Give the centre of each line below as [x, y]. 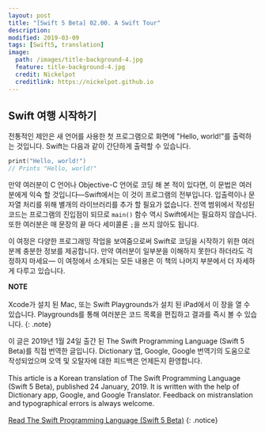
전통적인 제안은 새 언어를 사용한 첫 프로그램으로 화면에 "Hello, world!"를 [119, 136]
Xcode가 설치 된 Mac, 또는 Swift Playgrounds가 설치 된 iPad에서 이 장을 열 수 [129, 305]
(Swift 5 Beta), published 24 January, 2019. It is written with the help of [124, 387]
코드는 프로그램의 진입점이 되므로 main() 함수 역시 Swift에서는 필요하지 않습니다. [132, 215]
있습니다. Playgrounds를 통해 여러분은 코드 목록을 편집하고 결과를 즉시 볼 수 [125, 314]
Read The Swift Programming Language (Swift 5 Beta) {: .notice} [114, 420]
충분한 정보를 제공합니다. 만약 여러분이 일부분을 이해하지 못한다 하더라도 [134, 251]
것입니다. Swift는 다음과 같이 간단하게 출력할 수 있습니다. [104, 146]
